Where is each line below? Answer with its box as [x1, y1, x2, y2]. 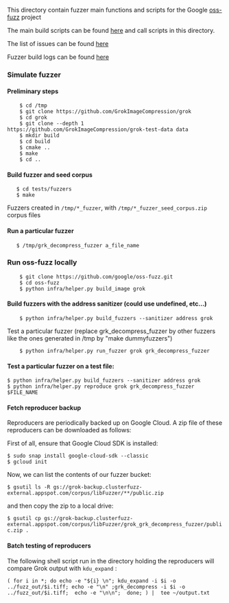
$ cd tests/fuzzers [16, 186, 72, 193]
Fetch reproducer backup [7, 404, 82, 412]
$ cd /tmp [19, 102, 48, 109]
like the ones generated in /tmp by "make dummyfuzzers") [7, 334, 173, 343]
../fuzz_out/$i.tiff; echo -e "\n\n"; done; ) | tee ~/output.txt [7, 589, 210, 596]
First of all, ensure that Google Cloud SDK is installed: [7, 439, 158, 447]
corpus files [7, 211, 41, 219]
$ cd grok [19, 114, 48, 121]
